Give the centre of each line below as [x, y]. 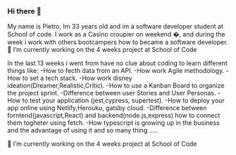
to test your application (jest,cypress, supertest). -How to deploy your [124, 100]
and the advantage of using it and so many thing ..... [83, 130]
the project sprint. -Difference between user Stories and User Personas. [112, 93]
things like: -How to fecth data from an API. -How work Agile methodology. [116, 71]
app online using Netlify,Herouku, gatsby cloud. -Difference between [107, 108]
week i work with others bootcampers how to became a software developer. [118, 42]
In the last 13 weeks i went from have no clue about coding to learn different [117, 63]
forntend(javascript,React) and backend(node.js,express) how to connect [114, 116]
